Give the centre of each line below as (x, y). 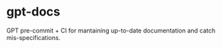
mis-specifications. (34, 37)
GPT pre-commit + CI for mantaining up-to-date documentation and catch (111, 30)
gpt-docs (34, 12)
